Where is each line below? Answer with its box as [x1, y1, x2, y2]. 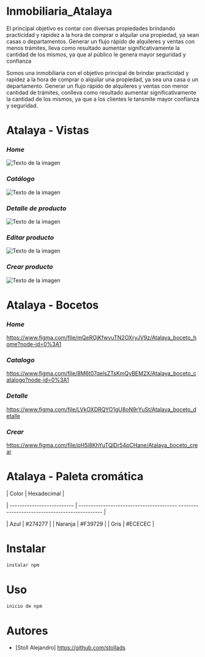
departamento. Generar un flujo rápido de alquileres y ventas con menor [6, 82, 189, 90]
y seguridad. [6, 101, 39, 109]
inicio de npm [6, 603, 43, 609]
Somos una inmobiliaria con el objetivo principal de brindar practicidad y [6, 69, 189, 76]
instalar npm [6, 562, 40, 568]
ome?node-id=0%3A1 [6, 340, 62, 348]
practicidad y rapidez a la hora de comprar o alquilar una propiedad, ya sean [6, 31, 199, 38]
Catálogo [6, 175, 35, 183]
